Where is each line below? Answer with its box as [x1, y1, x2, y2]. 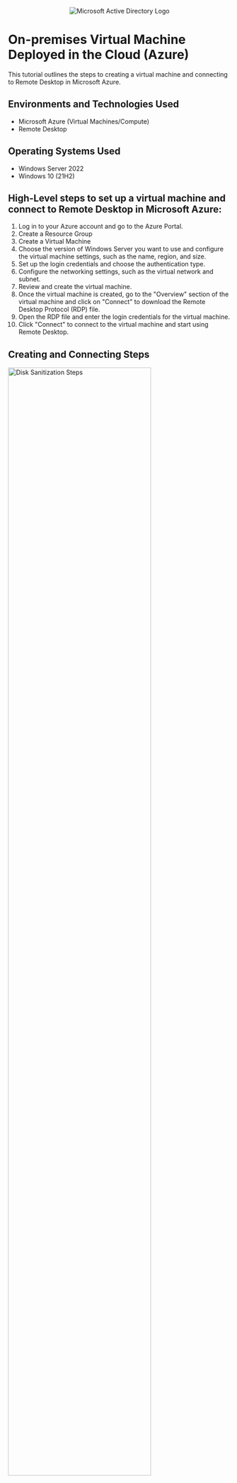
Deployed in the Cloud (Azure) [8, 47, 190, 63]
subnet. [18, 275, 41, 283]
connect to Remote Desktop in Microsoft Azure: [8, 203, 222, 215]
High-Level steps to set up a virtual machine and [8, 192, 226, 204]
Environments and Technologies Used [8, 98, 180, 110]
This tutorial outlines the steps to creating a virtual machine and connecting [8, 70, 229, 78]
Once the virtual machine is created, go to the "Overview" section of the [18, 290, 229, 298]
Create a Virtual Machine [18, 237, 91, 246]
